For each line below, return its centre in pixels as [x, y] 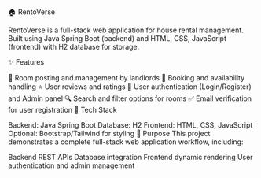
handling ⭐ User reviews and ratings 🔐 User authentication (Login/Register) [130, 87]
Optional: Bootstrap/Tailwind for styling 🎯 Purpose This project [109, 133]
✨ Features [26, 62]
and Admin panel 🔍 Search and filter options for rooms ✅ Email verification [130, 98]
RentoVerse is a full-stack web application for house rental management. [126, 30]
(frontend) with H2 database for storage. [74, 47]
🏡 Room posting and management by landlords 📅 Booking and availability [127, 78]
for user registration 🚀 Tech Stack [62, 110]
